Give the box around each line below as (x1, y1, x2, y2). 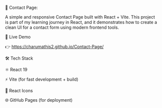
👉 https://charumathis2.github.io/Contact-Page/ (5, 44, 104, 49)
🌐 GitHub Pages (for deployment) (5, 97, 73, 103)
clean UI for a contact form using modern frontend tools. (5, 24, 119, 30)
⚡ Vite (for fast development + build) (5, 76, 79, 82)
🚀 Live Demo (5, 34, 31, 40)
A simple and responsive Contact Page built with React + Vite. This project (5, 14, 155, 20)
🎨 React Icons (5, 88, 33, 93)
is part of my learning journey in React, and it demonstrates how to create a (5, 20, 158, 25)
